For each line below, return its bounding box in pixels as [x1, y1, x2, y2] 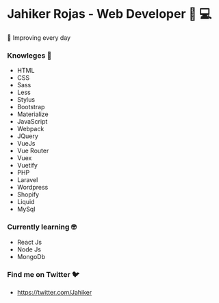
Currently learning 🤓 [7, 222, 77, 232]
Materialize [16, 110, 49, 118]
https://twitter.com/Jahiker [16, 288, 92, 296]
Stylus [16, 96, 36, 104]
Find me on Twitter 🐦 [7, 270, 80, 280]
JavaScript [16, 117, 48, 126]
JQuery [16, 132, 39, 140]
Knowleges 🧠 [7, 50, 52, 60]
